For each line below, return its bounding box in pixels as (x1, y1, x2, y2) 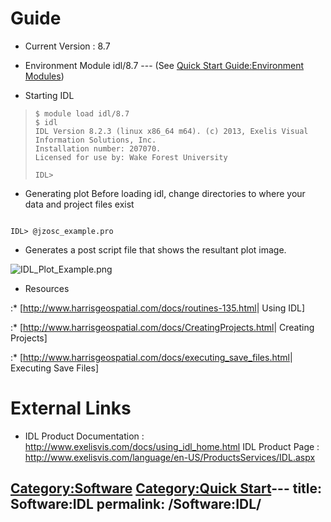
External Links (10, 397, 132, 420)
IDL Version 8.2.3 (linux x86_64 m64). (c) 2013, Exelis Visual (34, 126, 309, 136)
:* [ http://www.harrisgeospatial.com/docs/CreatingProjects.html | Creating (10, 321, 315, 333)
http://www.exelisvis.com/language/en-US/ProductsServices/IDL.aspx (24, 451, 316, 463)
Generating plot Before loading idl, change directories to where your (24, 187, 306, 199)
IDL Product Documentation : (24, 430, 145, 442)
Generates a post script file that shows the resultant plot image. (24, 243, 287, 256)
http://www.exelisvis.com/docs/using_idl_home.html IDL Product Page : (24, 440, 320, 452)
